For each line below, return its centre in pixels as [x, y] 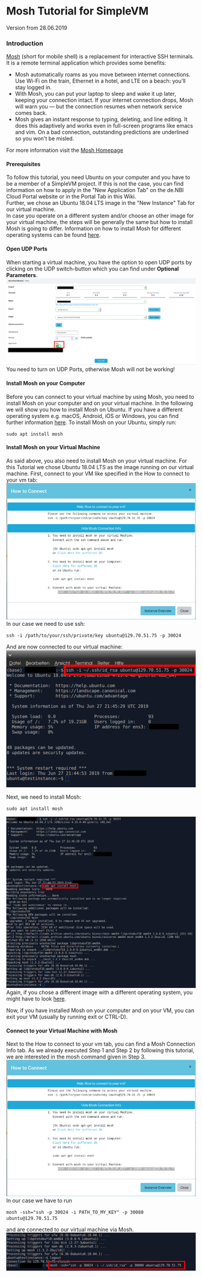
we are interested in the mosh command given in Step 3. [76, 1057]
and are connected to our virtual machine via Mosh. [70, 1229]
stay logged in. [33, 87]
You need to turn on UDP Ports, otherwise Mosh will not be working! [91, 369]
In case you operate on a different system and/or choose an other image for [100, 216]
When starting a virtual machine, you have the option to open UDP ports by [99, 262]
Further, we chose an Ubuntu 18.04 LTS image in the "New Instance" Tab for [101, 203]
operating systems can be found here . [54, 235]
